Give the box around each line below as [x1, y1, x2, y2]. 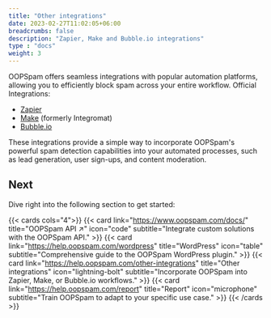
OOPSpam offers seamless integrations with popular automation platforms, [8, 72, 258, 81]
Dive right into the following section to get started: [8, 199, 176, 209]
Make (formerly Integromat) [19, 113, 113, 122]
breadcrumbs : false [8, 27, 74, 35]
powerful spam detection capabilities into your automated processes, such [8, 146, 257, 155]
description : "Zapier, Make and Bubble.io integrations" [8, 34, 205, 43]
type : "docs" [8, 42, 57, 50]
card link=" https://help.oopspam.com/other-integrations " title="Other [8, 258, 240, 268]
